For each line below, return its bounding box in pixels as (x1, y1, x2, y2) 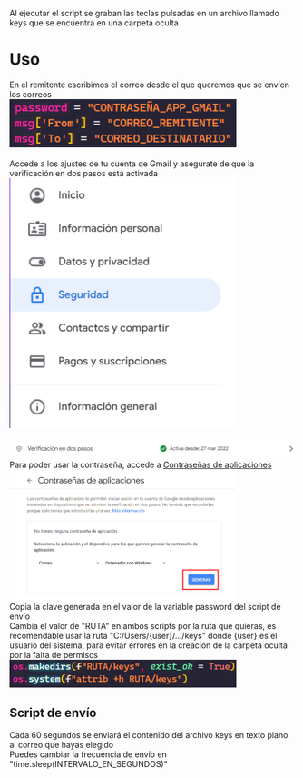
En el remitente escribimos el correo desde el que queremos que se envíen (9, 79, 290, 90)
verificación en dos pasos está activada (9, 167, 159, 178)
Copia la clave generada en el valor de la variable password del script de (9, 601, 281, 612)
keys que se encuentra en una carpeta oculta (9, 17, 179, 28)
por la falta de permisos (9, 649, 98, 660)
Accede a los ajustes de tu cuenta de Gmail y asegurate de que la (9, 158, 255, 169)
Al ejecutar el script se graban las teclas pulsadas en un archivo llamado (9, 8, 279, 18)
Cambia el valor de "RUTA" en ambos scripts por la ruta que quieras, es (9, 620, 277, 631)
